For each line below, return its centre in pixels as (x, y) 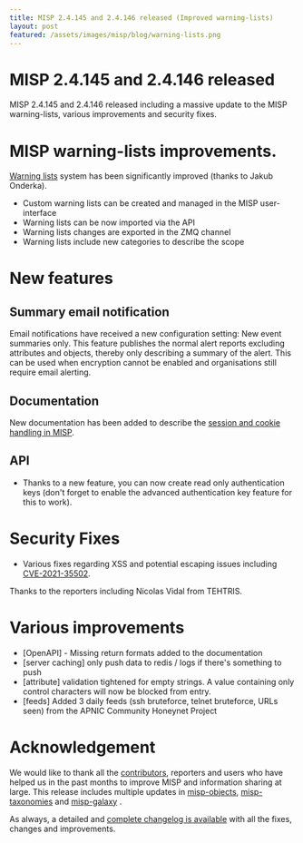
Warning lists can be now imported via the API (108, 222)
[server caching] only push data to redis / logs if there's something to (152, 662)
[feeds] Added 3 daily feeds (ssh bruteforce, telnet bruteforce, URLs (150, 701)
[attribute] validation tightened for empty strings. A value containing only (158, 681)
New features (61, 279)
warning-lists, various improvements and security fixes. (113, 114)
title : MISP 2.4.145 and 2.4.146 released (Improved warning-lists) (142, 18)
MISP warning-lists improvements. (143, 151)
